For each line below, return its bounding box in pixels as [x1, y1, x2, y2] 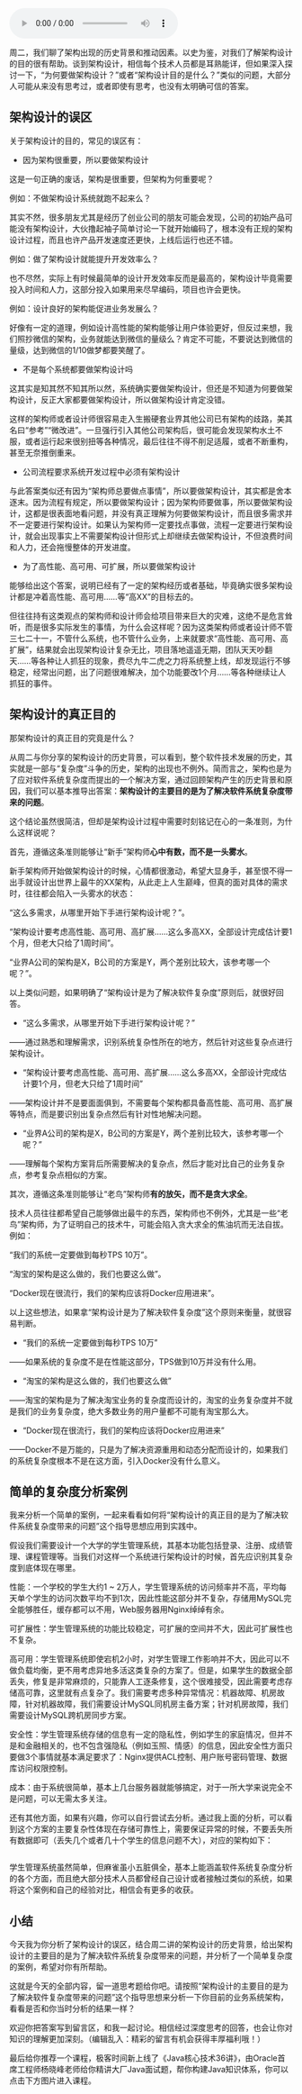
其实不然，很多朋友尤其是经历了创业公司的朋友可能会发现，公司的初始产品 [9, 212, 285, 222]
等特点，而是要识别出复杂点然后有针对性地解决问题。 [9, 1108, 207, 1120]
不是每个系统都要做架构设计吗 [22, 364, 133, 375]
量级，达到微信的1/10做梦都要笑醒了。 [9, 344, 150, 355]
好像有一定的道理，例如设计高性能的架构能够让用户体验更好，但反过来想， [9, 322, 285, 332]
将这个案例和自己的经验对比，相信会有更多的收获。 [9, 1884, 199, 1895]
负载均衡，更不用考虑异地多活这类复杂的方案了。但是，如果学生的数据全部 [16, 1665, 293, 1676]
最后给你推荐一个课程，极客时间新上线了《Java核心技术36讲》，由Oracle [9, 2053, 279, 2063]
